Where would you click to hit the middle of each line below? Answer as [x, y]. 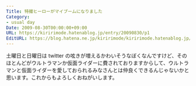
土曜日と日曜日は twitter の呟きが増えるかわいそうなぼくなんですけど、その [97, 55]
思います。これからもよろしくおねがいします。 [62, 77]
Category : [18, 17]
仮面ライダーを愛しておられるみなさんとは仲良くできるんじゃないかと [105, 70]
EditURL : [17, 38]
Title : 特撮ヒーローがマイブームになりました [54, 11]
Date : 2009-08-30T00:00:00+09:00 [47, 28]
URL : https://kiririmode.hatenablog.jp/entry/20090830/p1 [78, 33]
